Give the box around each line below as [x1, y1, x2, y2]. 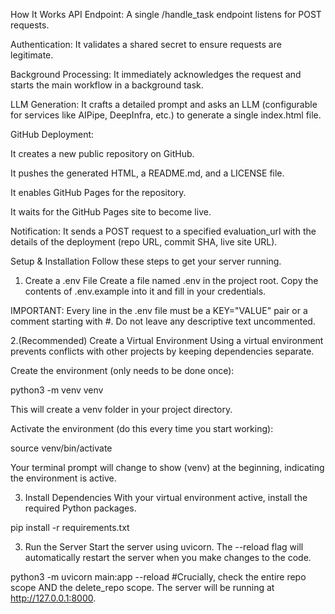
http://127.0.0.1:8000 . [10, 592, 97, 604]
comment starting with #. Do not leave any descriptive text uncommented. [10, 315, 316, 327]
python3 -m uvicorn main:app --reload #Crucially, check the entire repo [10, 571, 307, 583]
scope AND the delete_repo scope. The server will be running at [10, 582, 275, 593]
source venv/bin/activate [10, 442, 113, 454]
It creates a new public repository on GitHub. [10, 148, 195, 159]
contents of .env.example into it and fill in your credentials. [24, 285, 267, 297]
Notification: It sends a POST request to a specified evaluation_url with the [10, 225, 317, 237]
